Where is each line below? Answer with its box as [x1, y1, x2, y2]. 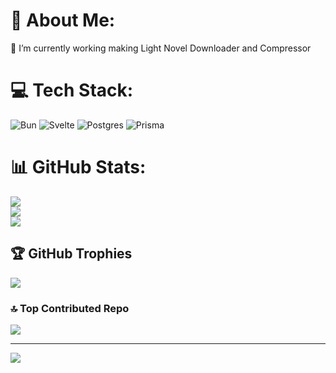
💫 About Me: [10, 9, 116, 32]
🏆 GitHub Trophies [10, 245, 133, 263]
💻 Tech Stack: [10, 79, 134, 102]
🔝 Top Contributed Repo [10, 301, 130, 315]
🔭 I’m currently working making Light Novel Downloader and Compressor [10, 42, 312, 54]
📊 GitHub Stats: [10, 156, 147, 179]
